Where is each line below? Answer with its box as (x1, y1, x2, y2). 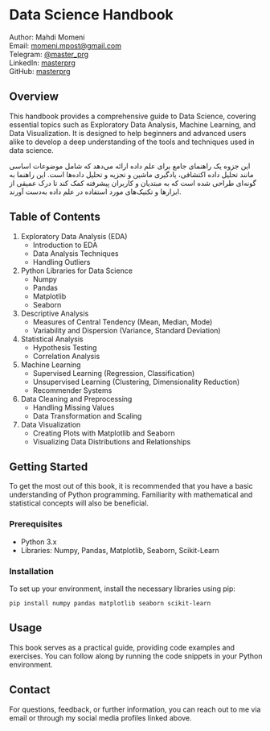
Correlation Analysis (32, 351, 100, 361)
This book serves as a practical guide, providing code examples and (9, 642, 235, 652)
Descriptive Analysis (20, 308, 89, 318)
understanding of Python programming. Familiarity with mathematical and (9, 489, 253, 500)
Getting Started (9, 460, 88, 473)
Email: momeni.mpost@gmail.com (9, 40, 121, 50)
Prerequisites (9, 518, 63, 530)
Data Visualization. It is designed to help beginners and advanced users (9, 128, 247, 138)
